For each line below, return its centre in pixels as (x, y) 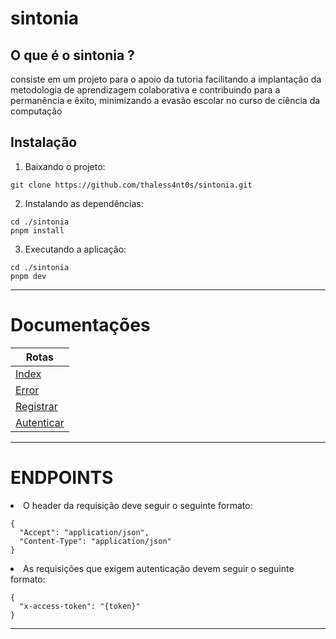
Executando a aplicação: (75, 249)
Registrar (36, 406)
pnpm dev (28, 276)
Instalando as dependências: (84, 203)
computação (36, 111)
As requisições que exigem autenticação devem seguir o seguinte (159, 568)
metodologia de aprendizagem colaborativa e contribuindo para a (145, 90)
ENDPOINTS (62, 477)
